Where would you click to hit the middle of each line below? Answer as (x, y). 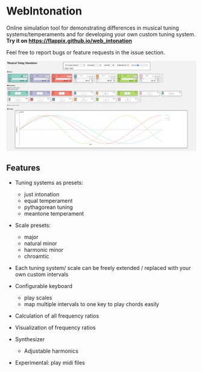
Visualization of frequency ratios (55, 327)
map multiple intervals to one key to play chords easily (92, 304)
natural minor (40, 243)
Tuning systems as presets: (49, 182)
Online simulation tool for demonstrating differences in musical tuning (93, 28)
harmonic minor (44, 249)
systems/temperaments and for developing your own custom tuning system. (101, 34)
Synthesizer (30, 339)
